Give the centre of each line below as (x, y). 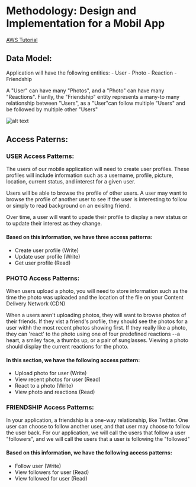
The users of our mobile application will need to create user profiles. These (98, 169)
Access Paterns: (37, 139)
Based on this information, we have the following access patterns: (89, 453)
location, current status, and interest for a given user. (71, 182)
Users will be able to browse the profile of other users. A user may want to (97, 193)
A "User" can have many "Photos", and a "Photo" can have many (85, 91)
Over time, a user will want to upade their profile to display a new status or (97, 217)
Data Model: (29, 58)
